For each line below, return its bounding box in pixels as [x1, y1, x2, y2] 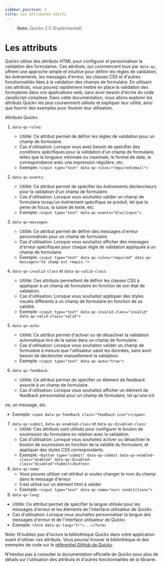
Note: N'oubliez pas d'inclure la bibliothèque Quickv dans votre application [5, 531, 155, 538]
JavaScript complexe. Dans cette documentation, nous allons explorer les [5, 95, 153, 101]
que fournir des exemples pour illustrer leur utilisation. [5, 105, 113, 111]
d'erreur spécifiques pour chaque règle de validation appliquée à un [19, 244, 156, 250]
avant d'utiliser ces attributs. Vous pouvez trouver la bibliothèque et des [5, 537, 149, 543]
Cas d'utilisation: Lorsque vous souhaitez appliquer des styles [19, 293, 144, 299]
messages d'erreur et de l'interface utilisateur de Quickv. [12, 517, 127, 523]
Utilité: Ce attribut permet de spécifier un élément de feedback [19, 377, 145, 383]
